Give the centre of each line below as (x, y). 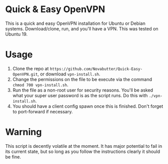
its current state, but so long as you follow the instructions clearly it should (83, 151)
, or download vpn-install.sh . (69, 74)
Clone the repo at (31, 68)
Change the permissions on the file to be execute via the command (82, 79)
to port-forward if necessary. (43, 111)
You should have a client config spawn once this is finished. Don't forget (88, 106)
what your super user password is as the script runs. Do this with (80, 95)
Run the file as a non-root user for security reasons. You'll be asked (83, 90)
